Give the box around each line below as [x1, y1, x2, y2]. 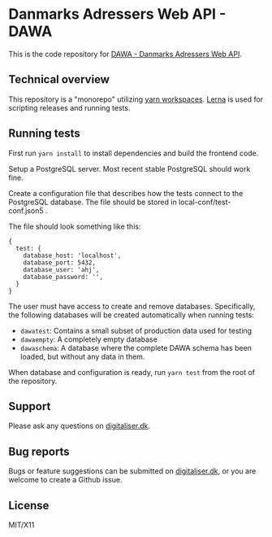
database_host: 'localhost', [23, 251, 122, 260]
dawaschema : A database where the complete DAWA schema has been [19, 343, 252, 352]
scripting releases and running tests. [8, 103, 131, 112]
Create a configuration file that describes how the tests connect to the [8, 188, 244, 198]
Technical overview [8, 72, 110, 86]
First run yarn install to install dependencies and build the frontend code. [8, 148, 259, 158]
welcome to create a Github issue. [8, 475, 123, 485]
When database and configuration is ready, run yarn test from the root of [8, 367, 256, 377]
